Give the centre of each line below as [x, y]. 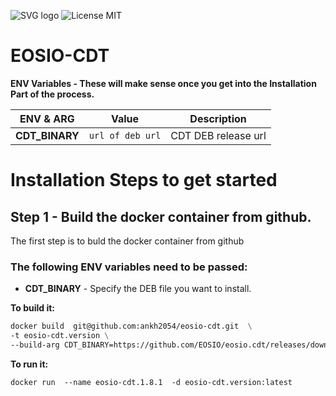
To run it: [29, 364]
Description [218, 118]
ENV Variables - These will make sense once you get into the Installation [163, 83]
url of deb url [125, 135]
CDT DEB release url [218, 135]
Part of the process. [52, 94]
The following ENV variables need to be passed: [129, 267]
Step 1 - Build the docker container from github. [161, 216]
